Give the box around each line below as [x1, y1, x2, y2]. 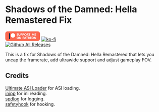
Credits [5, 71, 29, 80]
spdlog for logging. [5, 95, 45, 102]
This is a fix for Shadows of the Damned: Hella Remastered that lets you [5, 51, 155, 57]
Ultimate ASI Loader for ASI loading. [5, 85, 80, 91]
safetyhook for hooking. [5, 101, 56, 107]
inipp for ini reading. [5, 90, 47, 96]
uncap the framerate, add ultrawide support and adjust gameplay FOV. [5, 57, 152, 63]
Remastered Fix [5, 14, 72, 26]
